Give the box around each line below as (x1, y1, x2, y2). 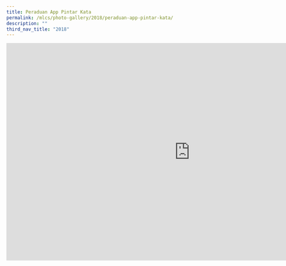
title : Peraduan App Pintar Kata (6, 9, 92, 15)
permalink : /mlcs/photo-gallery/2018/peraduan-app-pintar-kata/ (6, 15, 174, 21)
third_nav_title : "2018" (6, 26, 70, 32)
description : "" (6, 20, 48, 26)
